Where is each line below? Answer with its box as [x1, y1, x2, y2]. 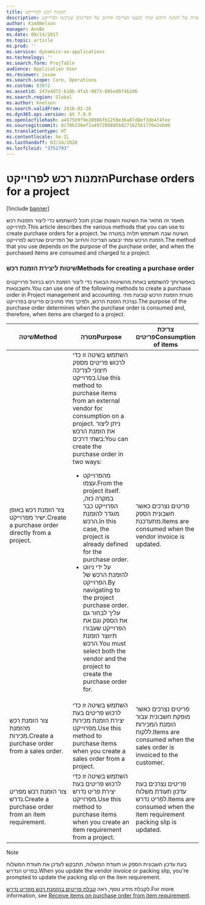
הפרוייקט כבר [82, 501, 118, 510]
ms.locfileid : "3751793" [6, 145, 70, 151]
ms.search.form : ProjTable [6, 60, 75, 66]
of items [153, 340, 178, 349]
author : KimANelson [6, 20, 56, 26]
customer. [135, 758, 165, 766]
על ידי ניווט [82, 562, 111, 571]
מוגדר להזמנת [82, 509, 120, 518]
